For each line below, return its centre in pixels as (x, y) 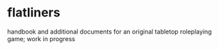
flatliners (34, 13)
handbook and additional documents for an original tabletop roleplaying (109, 32)
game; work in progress (41, 38)
